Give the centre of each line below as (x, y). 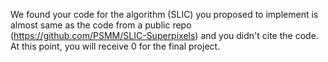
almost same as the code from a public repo (101, 25)
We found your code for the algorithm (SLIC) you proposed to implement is (164, 14)
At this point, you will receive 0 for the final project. (115, 46)
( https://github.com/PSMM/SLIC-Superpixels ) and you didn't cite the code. (164, 35)
